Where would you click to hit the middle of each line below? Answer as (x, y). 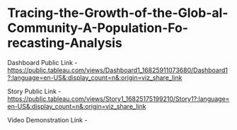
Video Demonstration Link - (47, 120)
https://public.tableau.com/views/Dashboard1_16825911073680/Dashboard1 (118, 70)
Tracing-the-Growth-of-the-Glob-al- (118, 13)
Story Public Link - (34, 91)
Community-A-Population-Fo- (98, 28)
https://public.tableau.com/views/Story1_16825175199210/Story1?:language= (118, 99)
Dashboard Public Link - (42, 62)
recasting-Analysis (65, 43)
